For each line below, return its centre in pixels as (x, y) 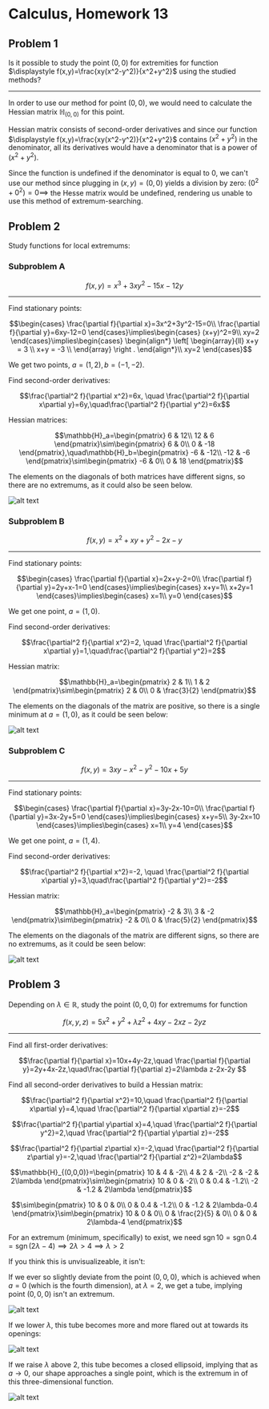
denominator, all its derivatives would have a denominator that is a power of (133, 147)
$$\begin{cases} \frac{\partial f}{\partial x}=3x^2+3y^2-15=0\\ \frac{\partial (134, 324)
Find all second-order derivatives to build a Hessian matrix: (106, 1084)
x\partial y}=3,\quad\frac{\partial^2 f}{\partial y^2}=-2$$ (134, 880)
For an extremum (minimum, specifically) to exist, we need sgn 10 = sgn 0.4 (133, 1237)
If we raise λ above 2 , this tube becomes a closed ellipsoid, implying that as (133, 1364)
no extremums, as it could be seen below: (77, 944)
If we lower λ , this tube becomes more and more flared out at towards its (128, 1325)
